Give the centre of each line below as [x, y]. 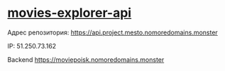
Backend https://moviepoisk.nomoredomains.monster [86, 59]
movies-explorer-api [70, 13]
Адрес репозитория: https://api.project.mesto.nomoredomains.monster [112, 32]
